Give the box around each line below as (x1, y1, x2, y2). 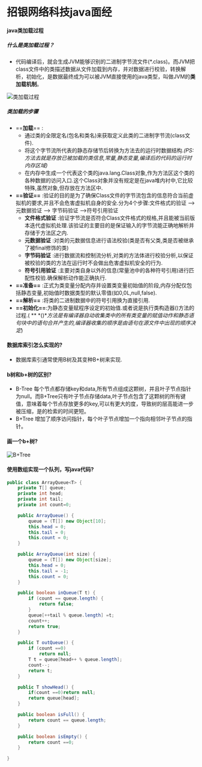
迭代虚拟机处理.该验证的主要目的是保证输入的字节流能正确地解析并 (29, 221, 194, 228)
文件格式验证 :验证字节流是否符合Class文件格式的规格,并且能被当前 (24, 214, 190, 221)
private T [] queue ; (17, 485, 67, 491)
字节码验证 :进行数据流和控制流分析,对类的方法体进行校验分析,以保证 (24, 251, 194, 258)
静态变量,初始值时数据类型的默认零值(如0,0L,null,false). (20, 289, 158, 296)
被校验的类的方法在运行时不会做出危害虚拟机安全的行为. (24, 259, 163, 266)
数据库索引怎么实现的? (7, 341, 62, 348)
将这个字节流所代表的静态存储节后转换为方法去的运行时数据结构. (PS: (24, 146, 194, 154)
